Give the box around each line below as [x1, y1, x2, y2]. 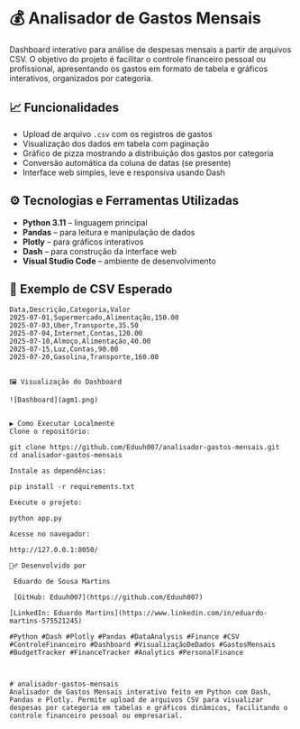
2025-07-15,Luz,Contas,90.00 [9, 345, 119, 354]
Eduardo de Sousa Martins [13, 577, 111, 586]
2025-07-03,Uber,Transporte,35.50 [9, 321, 140, 330]
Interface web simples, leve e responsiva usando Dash [22, 167, 225, 178]
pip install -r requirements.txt [9, 483, 135, 492]
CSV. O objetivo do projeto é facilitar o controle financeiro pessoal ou [9, 53, 266, 64]
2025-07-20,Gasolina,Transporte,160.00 [9, 353, 159, 362]
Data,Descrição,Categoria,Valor [9, 305, 131, 315]
